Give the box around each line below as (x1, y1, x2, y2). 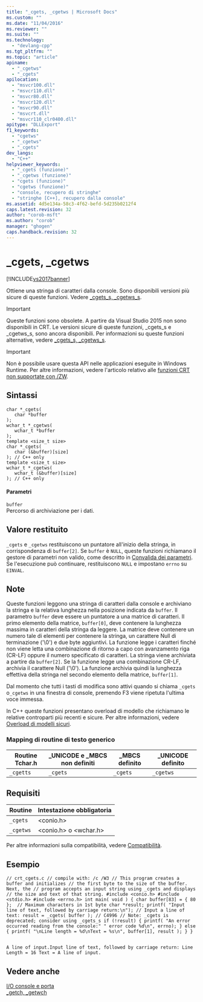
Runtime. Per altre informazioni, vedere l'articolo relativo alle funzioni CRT (6, 366, 190, 373)
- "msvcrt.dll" (11, 110, 50, 117)
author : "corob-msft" (6, 212, 61, 218)
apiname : (6, 59, 28, 66)
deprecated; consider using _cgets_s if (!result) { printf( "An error (6, 918, 190, 924)
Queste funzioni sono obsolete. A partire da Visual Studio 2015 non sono (6, 317, 187, 324)
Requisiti (6, 788, 40, 799)
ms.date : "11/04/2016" (6, 20, 63, 26)
